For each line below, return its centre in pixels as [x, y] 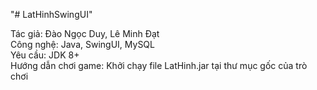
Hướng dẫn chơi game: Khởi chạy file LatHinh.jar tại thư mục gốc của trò [159, 65]
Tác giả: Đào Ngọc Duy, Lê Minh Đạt [85, 33]
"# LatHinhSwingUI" [51, 14]
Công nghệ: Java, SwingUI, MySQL [82, 44]
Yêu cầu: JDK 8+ [45, 55]
